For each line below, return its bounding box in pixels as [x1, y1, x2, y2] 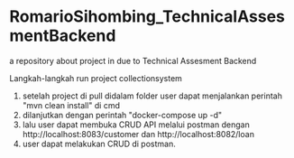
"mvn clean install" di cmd [22, 99, 120, 110]
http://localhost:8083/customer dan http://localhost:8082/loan [22, 128, 255, 139]
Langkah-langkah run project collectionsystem [9, 72, 183, 83]
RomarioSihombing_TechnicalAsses [9, 6, 286, 27]
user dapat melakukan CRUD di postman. [22, 138, 176, 149]
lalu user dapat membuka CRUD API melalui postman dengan [22, 119, 250, 130]
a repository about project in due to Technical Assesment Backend [9, 55, 257, 66]
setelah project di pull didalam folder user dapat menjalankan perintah [22, 90, 282, 101]
